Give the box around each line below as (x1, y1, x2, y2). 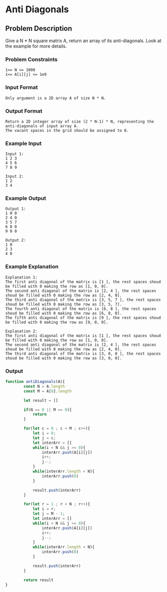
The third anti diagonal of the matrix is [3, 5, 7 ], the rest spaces (5, 297, 161, 302)
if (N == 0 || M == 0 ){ (23, 407, 72, 412)
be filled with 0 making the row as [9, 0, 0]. (5, 320, 109, 325)
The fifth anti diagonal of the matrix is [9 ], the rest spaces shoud (5, 315, 161, 320)
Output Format (5, 107, 42, 114)
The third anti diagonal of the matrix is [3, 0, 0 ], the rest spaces (5, 351, 161, 356)
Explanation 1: (5, 274, 38, 280)
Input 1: (5, 151, 24, 157)
